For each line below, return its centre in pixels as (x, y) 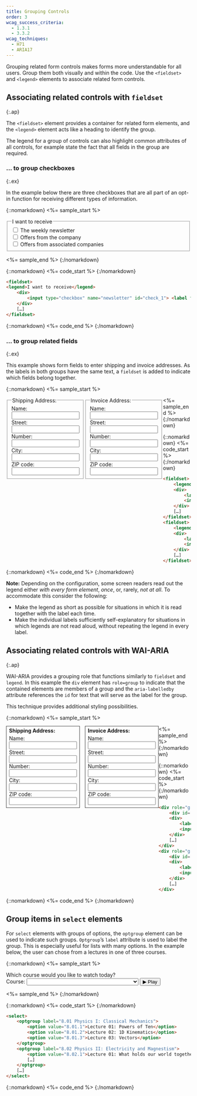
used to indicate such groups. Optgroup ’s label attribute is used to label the (97, 939)
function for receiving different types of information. (74, 199)
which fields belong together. (41, 377)
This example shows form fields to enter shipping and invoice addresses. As (98, 365)
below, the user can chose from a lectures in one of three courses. (86, 952)
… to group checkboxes (40, 168)
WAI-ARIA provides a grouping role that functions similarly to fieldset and (96, 676)
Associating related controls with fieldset (85, 98)
